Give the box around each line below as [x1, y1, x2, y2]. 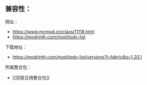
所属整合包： [5, 64, 31, 70]
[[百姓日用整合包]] [12, 75, 50, 81]
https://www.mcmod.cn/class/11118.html [12, 29, 95, 35]
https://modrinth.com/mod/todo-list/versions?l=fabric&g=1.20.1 [12, 54, 142, 60]
